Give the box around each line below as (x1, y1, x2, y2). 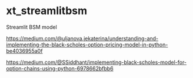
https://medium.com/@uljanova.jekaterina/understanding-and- (6, 35, 159, 42)
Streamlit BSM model (6, 23, 57, 30)
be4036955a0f (6, 47, 43, 54)
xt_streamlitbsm (6, 4, 88, 18)
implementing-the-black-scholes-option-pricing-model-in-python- (6, 41, 168, 48)
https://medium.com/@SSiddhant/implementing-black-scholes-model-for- (6, 59, 187, 66)
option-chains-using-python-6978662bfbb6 (6, 65, 114, 72)
